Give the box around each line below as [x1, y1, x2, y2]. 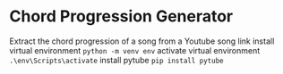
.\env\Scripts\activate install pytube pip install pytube [9, 54, 224, 65]
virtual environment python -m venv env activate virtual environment [9, 45, 261, 55]
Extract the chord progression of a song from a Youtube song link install [9, 36, 275, 46]
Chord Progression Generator [9, 6, 234, 27]
